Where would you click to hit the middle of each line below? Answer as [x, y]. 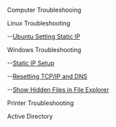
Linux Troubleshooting [39, 23]
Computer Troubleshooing [44, 10]
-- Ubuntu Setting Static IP [44, 36]
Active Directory [30, 116]
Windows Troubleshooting [44, 50]
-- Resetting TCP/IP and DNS [47, 76]
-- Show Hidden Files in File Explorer [58, 90]
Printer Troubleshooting [40, 103]
